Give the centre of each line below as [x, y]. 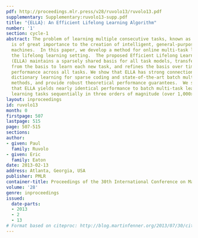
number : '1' [21, 28]
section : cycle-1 [27, 34]
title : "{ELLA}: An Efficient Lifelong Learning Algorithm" [82, 22]
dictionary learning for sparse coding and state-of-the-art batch [96, 77]
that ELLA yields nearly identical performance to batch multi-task [97, 89]
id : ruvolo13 [22, 105]
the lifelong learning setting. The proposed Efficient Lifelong [95, 56]
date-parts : [26, 204]
